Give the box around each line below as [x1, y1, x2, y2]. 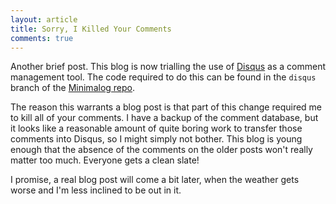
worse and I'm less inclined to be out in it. [10, 184, 182, 196]
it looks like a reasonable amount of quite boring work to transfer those [10, 122, 303, 135]
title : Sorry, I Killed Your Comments [10, 24, 172, 34]
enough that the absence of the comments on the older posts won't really [10, 144, 313, 156]
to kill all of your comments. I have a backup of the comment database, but [10, 112, 319, 124]
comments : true [10, 33, 74, 43]
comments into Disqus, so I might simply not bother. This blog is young [10, 133, 303, 145]
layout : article [10, 14, 78, 25]
